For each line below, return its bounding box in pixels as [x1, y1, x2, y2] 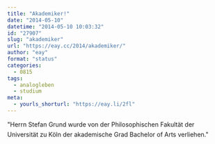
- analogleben [13, 81, 54, 88]
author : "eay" [7, 49, 49, 56]
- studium [13, 88, 42, 95]
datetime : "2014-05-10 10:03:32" [7, 23, 104, 30]
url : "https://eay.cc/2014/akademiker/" [7, 42, 127, 49]
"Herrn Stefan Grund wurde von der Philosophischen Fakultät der [7, 120, 195, 129]
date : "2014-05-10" [7, 17, 64, 24]
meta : [7, 95, 23, 102]
